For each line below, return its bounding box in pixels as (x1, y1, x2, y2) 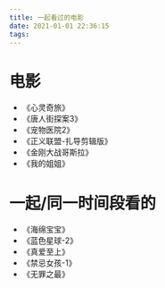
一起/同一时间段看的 (9, 193, 156, 213)
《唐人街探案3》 (21, 114, 83, 124)
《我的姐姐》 (21, 158, 70, 169)
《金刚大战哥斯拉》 (21, 147, 94, 157)
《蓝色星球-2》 (21, 235, 78, 246)
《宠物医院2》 (21, 124, 75, 135)
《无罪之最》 (21, 269, 70, 280)
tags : (9, 30, 29, 38)
